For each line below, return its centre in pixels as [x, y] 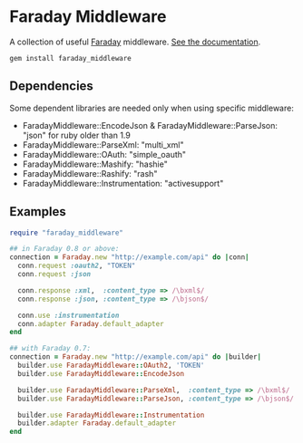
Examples [38, 212]
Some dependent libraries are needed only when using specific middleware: [152, 108]
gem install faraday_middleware [70, 58]
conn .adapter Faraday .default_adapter [91, 323]
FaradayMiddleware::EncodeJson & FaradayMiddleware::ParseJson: [150, 125]
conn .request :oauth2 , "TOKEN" [77, 266]
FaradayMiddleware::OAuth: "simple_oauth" [104, 154]
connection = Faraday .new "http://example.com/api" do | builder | [135, 357]
